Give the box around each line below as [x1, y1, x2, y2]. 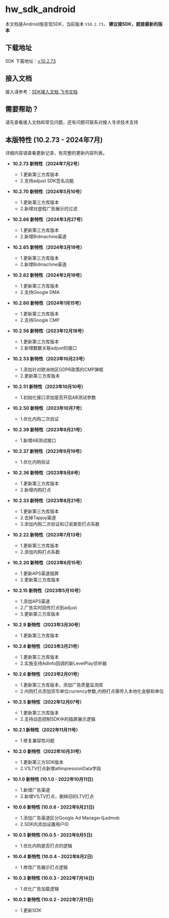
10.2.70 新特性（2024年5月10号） [12, 188, 85, 195]
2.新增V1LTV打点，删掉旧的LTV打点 [20, 793, 95, 799]
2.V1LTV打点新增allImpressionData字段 [20, 766, 101, 772]
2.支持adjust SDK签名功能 [20, 178, 74, 184]
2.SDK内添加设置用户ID [20, 821, 69, 827]
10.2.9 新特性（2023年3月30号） [12, 622, 83, 628]
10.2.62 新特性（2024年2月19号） [12, 272, 85, 278]
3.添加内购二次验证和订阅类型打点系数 [20, 521, 100, 527]
